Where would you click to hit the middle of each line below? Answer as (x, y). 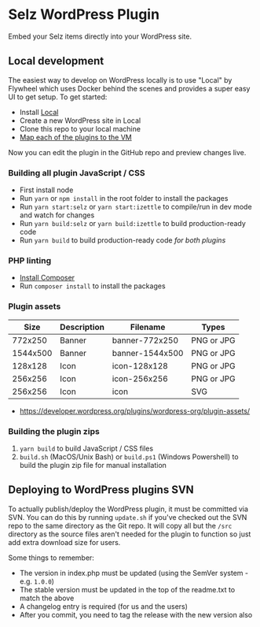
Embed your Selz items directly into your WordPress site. (100, 36)
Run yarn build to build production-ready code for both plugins (123, 240)
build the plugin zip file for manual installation (93, 465)
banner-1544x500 (148, 353)
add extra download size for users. (64, 542)
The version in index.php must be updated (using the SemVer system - (134, 573)
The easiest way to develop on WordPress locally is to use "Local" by (120, 80)
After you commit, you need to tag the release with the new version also (136, 614)
